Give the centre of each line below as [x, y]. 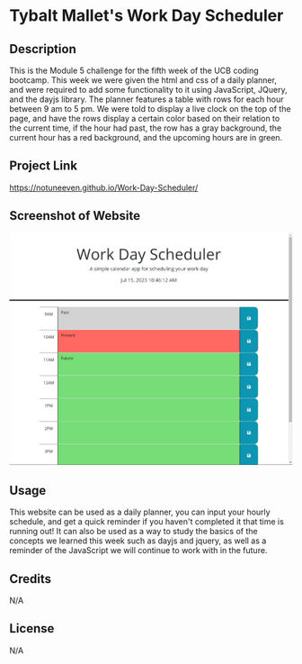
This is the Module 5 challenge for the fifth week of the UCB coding [134, 70]
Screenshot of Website [75, 216]
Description [43, 49]
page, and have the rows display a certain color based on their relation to [145, 118]
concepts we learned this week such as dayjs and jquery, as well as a [138, 541]
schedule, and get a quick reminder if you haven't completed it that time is [147, 522]
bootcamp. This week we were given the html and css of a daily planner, [143, 80]
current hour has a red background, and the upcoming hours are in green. [146, 137]
